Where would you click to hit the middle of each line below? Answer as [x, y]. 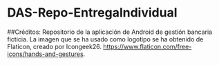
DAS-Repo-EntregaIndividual [92, 13]
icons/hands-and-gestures [46, 54]
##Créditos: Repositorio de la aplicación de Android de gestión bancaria [110, 32]
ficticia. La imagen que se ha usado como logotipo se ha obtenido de [105, 39]
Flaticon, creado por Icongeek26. [55, 46]
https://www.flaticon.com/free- [147, 46]
